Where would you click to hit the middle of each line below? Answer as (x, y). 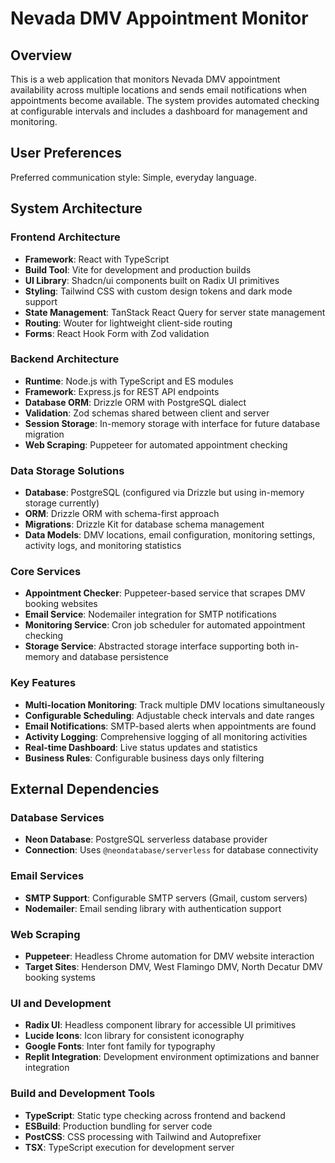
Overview (41, 55)
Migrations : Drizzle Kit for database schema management (144, 524)
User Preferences (66, 153)
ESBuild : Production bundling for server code (118, 1126)
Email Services (47, 876)
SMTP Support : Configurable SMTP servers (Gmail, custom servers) (166, 898)
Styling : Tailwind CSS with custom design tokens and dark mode (158, 291)
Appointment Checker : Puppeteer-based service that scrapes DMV (165, 593)
